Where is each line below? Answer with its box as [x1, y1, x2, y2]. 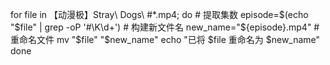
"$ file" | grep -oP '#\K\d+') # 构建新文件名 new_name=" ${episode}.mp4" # [10, 21, 320, 33]
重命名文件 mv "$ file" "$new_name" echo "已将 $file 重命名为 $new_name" [10, 34, 321, 45]
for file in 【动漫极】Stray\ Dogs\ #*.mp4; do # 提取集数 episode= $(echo [10, 9, 309, 20]
